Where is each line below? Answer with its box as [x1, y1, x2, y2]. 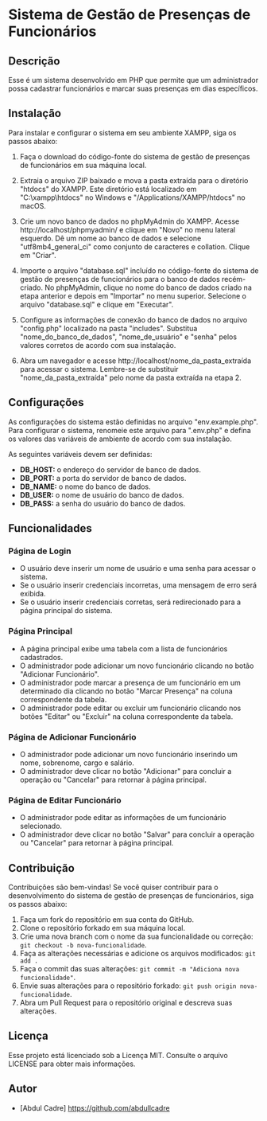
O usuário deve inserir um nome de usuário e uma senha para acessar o [19, 564, 257, 573]
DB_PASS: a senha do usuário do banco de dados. [19, 498, 186, 508]
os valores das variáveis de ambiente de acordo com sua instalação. [8, 434, 232, 443]
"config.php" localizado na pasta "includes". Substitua [19, 323, 198, 333]
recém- [221, 274, 246, 283]
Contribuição [8, 861, 75, 875]
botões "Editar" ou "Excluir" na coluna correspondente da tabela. [19, 711, 234, 721]
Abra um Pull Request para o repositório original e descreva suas [19, 998, 233, 1008]
